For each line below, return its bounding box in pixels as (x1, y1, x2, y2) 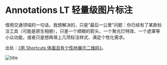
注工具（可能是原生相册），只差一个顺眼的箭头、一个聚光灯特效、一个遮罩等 (5, 28, 161, 34)
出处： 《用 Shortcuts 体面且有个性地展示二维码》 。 (5, 45, 106, 51)
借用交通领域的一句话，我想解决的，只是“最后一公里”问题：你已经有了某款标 (5, 22, 162, 28)
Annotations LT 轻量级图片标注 (5, 4, 133, 16)
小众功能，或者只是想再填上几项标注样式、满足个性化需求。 (5, 34, 128, 40)
